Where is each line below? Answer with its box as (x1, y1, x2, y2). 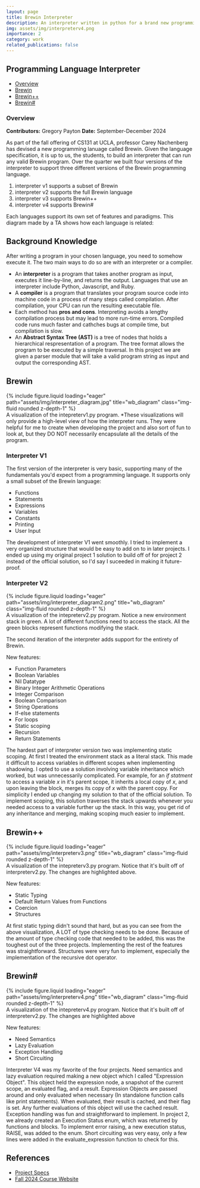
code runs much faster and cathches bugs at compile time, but (14, 320, 170, 328)
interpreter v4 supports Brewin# (14, 201, 94, 208)
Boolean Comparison (14, 697, 67, 704)
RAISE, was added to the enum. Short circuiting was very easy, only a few (6, 1129, 187, 1137)
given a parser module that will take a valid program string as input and (14, 353, 189, 360)
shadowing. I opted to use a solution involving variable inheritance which (6, 766, 185, 773)
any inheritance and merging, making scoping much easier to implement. (6, 810, 185, 817)
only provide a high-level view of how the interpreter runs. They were (6, 417, 176, 424)
